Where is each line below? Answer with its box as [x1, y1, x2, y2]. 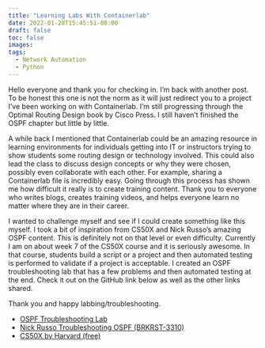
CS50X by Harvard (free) [19, 331, 101, 340]
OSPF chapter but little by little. [8, 118, 109, 127]
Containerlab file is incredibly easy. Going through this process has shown [8, 176, 251, 185]
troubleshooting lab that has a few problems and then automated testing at [8, 267, 252, 276]
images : [8, 41, 34, 49]
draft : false [8, 26, 51, 34]
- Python [15, 63, 44, 71]
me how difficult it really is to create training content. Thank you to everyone [8, 183, 257, 194]
